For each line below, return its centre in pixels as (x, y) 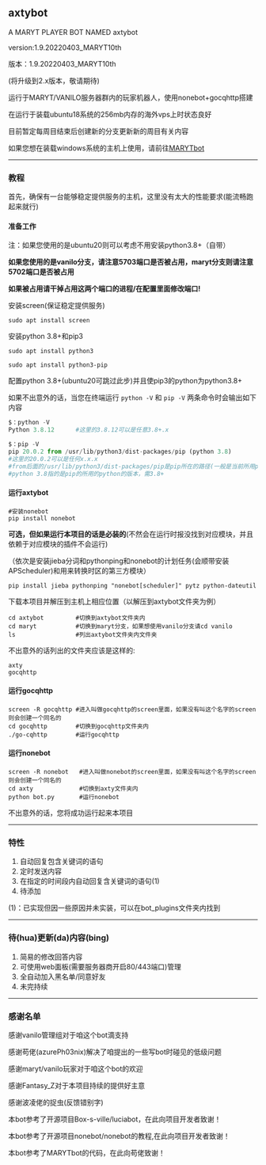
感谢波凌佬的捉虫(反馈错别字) (56, 1102)
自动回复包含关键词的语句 (61, 862)
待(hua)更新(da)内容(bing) (59, 938)
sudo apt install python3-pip (58, 365)
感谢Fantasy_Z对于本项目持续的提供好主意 (76, 1085)
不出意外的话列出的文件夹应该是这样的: (72, 650)
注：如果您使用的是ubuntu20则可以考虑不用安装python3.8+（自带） (119, 246)
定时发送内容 (40, 871)
